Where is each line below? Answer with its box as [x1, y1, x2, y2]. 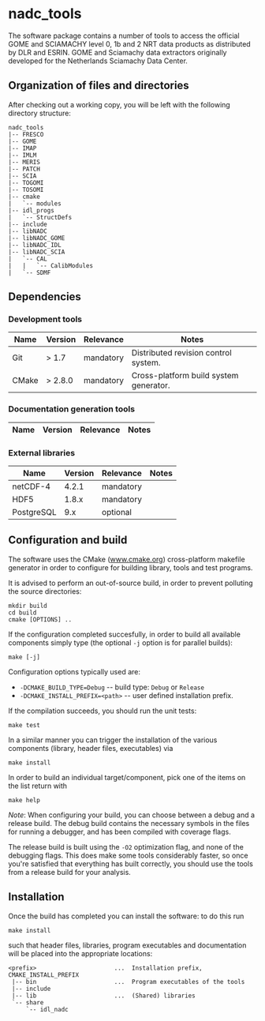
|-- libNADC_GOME [8, 234, 65, 242]
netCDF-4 [12, 481, 51, 492]
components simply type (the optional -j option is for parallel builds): [8, 637, 233, 648]
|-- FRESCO [8, 130, 44, 138]
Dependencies [8, 290, 81, 304]
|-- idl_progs [8, 206, 55, 214]
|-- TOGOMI [8, 178, 44, 186]
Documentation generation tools [8, 404, 136, 415]
